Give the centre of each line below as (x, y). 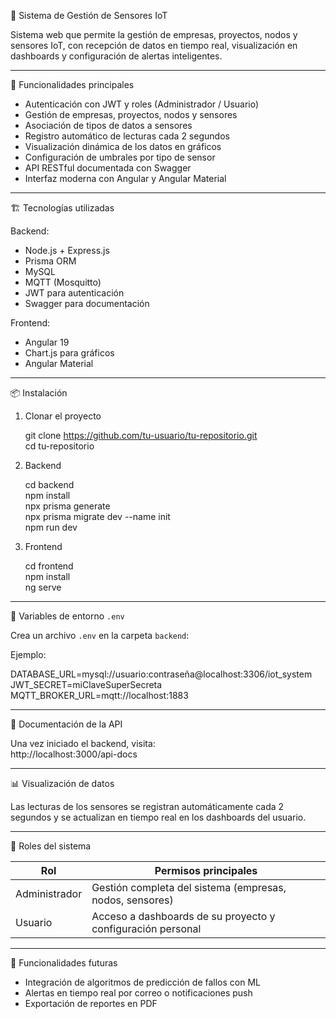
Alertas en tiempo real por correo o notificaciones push (138, 993)
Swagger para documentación (87, 303)
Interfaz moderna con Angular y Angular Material (125, 178)
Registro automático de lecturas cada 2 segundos (127, 136)
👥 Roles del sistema (51, 846)
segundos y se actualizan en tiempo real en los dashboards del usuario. (158, 817)
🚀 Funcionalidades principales (72, 84)
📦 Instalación (39, 393)
